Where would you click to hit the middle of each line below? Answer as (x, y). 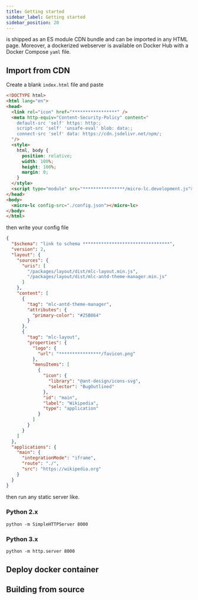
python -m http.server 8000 (41, 552)
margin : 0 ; (35, 172)
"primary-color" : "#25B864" (67, 315)
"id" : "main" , (60, 397)
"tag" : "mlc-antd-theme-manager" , (70, 304)
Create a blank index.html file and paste (55, 85)
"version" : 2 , (29, 250)
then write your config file (37, 227)
